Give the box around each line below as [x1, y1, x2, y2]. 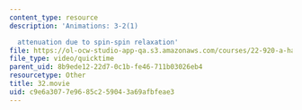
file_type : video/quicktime [9, 55, 115, 63]
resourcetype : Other [9, 71, 87, 80]
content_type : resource [9, 13, 99, 22]
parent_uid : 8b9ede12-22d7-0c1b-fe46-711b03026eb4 [9, 63, 203, 72]
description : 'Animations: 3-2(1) [9, 21, 139, 30]
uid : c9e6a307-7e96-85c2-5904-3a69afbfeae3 [9, 87, 175, 97]
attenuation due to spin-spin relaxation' [17, 38, 179, 47]
